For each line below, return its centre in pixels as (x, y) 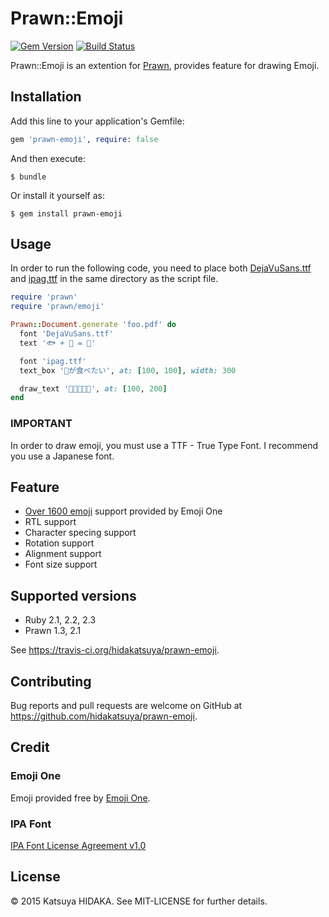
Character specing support (80, 533)
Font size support (61, 564)
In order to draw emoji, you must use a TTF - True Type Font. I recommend (164, 445)
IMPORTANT (41, 424)
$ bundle (28, 177)
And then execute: (48, 158)
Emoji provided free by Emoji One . (80, 798)
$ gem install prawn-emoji (66, 213)
